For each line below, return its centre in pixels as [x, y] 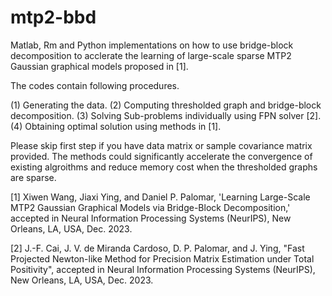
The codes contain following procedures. [95, 85]
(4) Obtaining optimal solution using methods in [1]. [116, 126]
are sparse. [33, 177]
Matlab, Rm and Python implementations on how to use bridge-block [152, 45]
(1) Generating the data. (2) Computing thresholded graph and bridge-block [166, 105]
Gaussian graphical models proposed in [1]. [99, 66]
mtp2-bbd [53, 17]
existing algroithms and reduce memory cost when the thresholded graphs [164, 167]
